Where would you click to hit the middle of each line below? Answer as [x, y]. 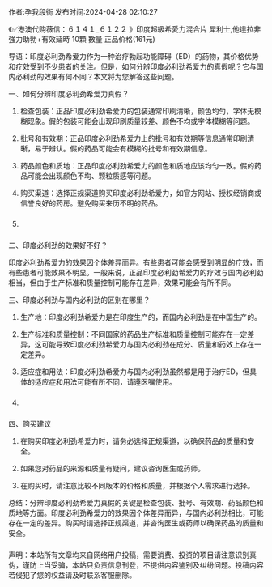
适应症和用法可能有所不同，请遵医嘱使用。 [105, 381]
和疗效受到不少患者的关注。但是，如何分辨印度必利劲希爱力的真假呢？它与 [132, 66]
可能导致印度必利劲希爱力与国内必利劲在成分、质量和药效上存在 [148, 344]
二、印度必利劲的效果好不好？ [58, 245]
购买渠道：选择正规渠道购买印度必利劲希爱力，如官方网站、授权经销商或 [140, 193]
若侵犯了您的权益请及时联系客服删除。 [72, 575]
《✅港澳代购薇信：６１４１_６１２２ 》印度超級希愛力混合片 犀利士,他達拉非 [135, 29]
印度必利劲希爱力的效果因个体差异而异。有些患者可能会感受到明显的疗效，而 [136, 262]
